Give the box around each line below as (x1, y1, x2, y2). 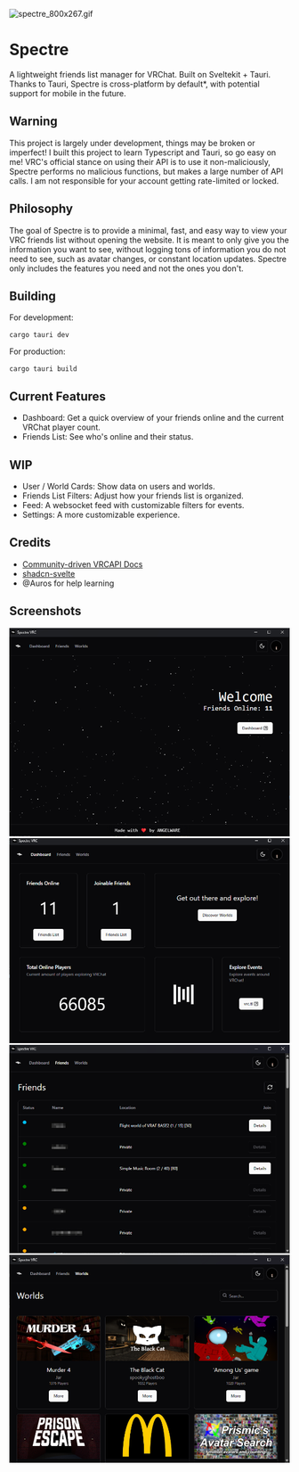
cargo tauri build (9, 365, 77, 374)
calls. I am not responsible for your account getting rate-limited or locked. (9, 175, 279, 186)
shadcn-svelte (21, 568, 76, 579)
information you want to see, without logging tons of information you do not (9, 243, 287, 254)
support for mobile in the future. (9, 87, 126, 98)
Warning (9, 114, 58, 129)
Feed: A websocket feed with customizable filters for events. (21, 500, 245, 510)
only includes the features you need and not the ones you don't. (9, 263, 245, 274)
